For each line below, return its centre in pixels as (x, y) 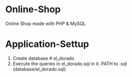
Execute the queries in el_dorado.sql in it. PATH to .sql (70, 63)
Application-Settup (47, 44)
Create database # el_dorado (43, 58)
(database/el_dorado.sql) (39, 69)
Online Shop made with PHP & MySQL (46, 23)
